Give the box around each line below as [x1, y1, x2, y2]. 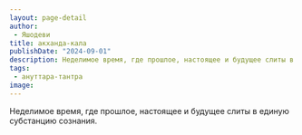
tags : [9, 64, 30, 73]
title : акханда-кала [9, 38, 88, 48]
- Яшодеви [13, 30, 51, 39]
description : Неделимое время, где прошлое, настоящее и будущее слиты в [9, 55, 295, 64]
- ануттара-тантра [13, 72, 83, 82]
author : [9, 22, 39, 31]
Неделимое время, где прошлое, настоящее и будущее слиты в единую [9, 105, 290, 116]
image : [9, 81, 34, 90]
